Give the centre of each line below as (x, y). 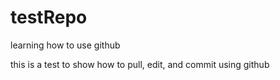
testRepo (49, 17)
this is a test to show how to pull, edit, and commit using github (140, 64)
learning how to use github (65, 45)
